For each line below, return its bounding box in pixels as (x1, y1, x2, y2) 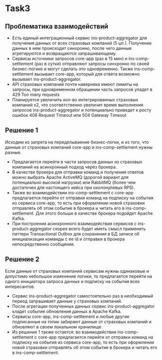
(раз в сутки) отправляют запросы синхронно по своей (34, 61, 149, 66)
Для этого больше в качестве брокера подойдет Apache (35, 210, 153, 216)
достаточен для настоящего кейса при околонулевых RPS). (12, 185, 135, 190)
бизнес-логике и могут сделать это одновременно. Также (12, 66, 133, 72)
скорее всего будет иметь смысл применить (53, 226, 146, 232)
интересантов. (5, 283, 35, 289)
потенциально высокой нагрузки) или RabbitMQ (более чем (12, 179, 136, 185)
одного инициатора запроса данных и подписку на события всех (5, 278, 140, 284)
